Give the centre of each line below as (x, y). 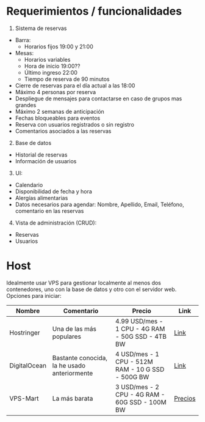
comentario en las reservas (49, 211)
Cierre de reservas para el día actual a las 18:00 (75, 85)
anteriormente (73, 373)
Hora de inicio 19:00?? (52, 66)
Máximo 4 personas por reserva (56, 92)
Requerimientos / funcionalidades (94, 11)
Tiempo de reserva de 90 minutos (67, 79)
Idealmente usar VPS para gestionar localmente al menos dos (84, 283)
